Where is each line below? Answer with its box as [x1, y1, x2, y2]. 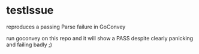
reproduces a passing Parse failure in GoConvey [6, 23, 126, 30]
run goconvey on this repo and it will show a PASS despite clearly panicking [6, 34, 194, 42]
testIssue [6, 4, 54, 17]
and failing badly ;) [6, 41, 53, 48]
